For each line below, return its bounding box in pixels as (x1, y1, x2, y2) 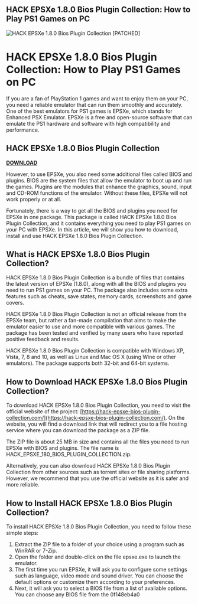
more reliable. (6, 481, 40, 488)
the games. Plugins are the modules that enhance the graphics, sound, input (6, 183, 192, 190)
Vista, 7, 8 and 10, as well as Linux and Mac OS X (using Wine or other (6, 354, 176, 361)
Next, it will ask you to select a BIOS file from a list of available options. (14, 585, 187, 592)
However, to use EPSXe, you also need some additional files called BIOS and (6, 171, 192, 178)
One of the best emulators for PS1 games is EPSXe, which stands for (6, 107, 173, 115)
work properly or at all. (6, 195, 61, 203)
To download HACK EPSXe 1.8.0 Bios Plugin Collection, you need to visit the (6, 401, 191, 409)
